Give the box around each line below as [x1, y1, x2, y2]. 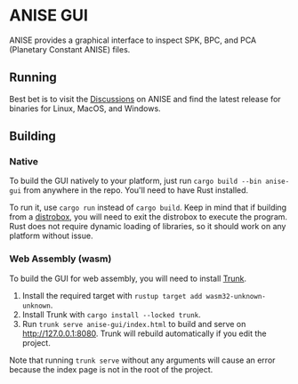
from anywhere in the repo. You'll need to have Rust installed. [23, 185, 249, 196]
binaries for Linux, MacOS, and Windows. [9, 103, 162, 114]
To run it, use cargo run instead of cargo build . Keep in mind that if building [9, 202, 287, 213]
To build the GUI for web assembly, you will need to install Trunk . [9, 273, 247, 284]
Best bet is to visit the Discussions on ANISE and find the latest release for [9, 93, 282, 104]
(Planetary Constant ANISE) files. [9, 44, 131, 54]
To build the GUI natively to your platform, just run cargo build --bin [9, 175, 262, 187]
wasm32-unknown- [205, 292, 267, 300]
